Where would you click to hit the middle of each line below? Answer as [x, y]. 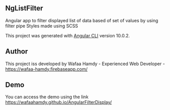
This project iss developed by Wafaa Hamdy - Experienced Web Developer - [85, 64]
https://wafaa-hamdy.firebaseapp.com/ [46, 69]
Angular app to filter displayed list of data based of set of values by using [82, 20]
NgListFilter [24, 8]
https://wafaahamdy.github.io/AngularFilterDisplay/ [59, 102]
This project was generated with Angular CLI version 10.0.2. [68, 35]
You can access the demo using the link [47, 97]
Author [16, 52]
